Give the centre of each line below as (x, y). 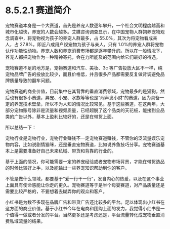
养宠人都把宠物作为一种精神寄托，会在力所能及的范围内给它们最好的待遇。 (83, 57)
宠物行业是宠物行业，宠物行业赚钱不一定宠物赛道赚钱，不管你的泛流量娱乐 (83, 138)
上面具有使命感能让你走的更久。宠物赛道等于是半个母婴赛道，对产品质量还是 (85, 185)
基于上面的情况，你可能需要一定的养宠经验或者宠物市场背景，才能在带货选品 (85, 161)
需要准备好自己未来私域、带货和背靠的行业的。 (67, 150)
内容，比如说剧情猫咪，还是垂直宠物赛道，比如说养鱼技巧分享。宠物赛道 (85, 144)
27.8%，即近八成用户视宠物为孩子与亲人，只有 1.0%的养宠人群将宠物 (92, 44)
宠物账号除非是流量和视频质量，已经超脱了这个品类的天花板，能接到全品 (89, 110)
